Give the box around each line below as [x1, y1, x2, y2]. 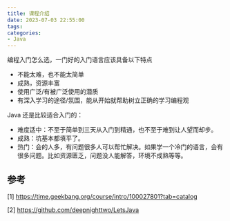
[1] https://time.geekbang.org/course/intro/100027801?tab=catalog [7, 192, 198, 200]
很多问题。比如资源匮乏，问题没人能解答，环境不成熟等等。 [17, 151, 187, 160]
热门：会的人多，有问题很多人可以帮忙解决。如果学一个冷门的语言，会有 [17, 143, 223, 151]
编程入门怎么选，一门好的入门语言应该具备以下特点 [7, 56, 153, 64]
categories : [7, 29, 41, 37]
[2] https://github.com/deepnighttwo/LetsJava [7, 205, 140, 214]
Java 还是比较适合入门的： [7, 111, 84, 119]
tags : [7, 23, 23, 30]
